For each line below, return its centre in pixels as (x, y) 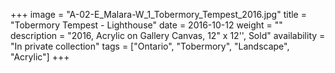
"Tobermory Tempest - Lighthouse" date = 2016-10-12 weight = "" (146, 25)
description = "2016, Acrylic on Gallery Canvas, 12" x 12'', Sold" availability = (168, 35)
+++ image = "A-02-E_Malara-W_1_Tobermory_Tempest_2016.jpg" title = (158, 14)
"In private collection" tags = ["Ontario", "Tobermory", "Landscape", (150, 46)
